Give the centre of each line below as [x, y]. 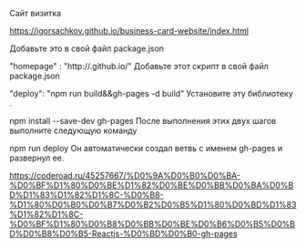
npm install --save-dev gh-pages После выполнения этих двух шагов [143, 121]
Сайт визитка [36, 13]
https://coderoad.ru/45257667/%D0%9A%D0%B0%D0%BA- [125, 176]
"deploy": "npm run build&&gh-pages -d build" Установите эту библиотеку [152, 93]
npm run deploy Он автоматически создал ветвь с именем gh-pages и [146, 148]
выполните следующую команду [73, 130]
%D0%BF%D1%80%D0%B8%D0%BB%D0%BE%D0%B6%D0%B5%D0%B [153, 224]
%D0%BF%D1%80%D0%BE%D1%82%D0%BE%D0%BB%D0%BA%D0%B [152, 185]
